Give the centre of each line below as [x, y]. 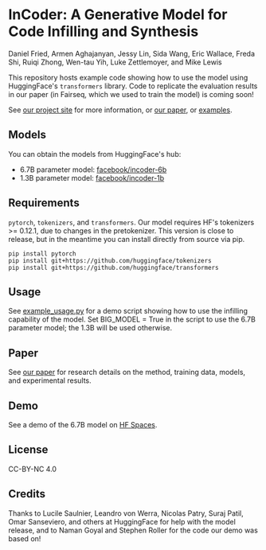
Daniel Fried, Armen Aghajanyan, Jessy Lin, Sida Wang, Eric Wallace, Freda [132, 53]
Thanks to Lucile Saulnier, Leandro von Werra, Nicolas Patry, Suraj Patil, [126, 513]
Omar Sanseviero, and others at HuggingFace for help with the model [122, 521]
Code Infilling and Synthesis [104, 31]
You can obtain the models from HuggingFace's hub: [95, 154]
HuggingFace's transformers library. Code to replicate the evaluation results [133, 86]
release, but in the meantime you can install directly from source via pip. [127, 239]
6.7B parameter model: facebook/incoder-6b [93, 170]
